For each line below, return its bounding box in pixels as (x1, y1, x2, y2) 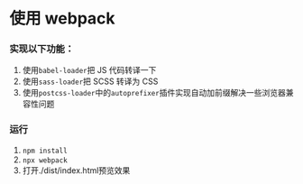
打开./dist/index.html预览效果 (22, 164, 131, 176)
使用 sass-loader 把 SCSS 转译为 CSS (22, 76, 159, 87)
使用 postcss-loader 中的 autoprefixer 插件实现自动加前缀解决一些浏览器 (22, 87, 286, 98)
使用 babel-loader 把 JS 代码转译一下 (22, 65, 157, 76)
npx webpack (22, 155, 68, 165)
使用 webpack (9, 8, 115, 29)
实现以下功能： (9, 42, 75, 55)
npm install (22, 146, 68, 155)
